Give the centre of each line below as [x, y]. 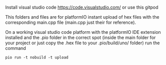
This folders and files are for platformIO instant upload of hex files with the [82, 17]
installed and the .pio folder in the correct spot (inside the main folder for [80, 38]
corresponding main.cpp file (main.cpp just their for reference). [71, 22]
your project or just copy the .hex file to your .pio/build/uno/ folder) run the [82, 43]
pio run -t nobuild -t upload [37, 57]
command [16, 48]
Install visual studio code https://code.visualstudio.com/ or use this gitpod [82, 7]
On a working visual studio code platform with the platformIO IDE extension [83, 32]
